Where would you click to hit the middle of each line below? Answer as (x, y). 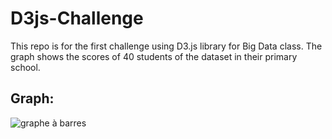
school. (25, 67)
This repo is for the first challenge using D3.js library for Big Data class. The (166, 46)
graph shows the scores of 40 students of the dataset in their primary (154, 56)
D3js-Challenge (77, 18)
